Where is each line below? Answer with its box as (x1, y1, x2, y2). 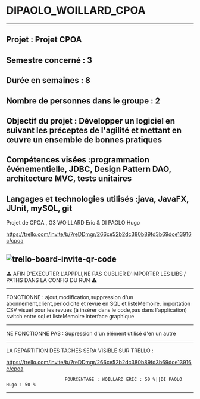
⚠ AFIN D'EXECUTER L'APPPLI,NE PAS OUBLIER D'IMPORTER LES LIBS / (6, 270, 186, 277)
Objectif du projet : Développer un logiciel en (6, 116, 176, 126)
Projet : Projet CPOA (6, 35, 82, 45)
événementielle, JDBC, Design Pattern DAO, (6, 164, 171, 174)
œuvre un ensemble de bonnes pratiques (6, 134, 162, 145)
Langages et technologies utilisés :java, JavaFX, (6, 194, 189, 204)
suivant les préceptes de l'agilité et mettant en (6, 125, 182, 135)
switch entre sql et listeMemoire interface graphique (6, 312, 135, 320)
